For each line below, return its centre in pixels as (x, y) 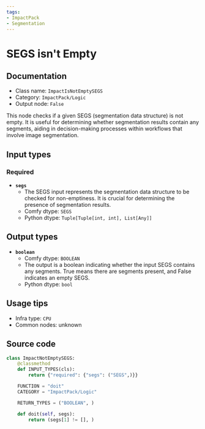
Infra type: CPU (33, 318)
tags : (13, 12)
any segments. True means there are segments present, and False (108, 271)
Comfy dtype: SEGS (48, 211)
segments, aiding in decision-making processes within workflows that (94, 129)
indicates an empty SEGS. (57, 278)
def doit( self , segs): (46, 414)
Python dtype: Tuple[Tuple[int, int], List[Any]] (88, 218)
